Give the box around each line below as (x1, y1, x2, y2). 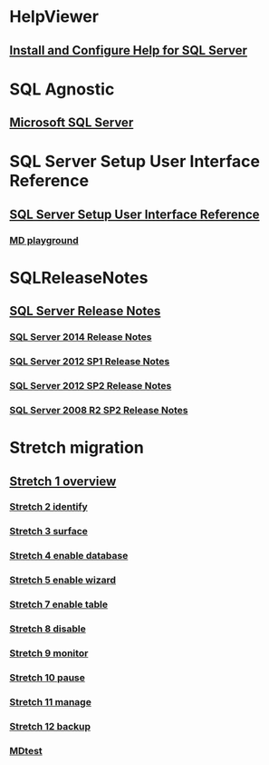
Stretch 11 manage (9, 695, 92, 708)
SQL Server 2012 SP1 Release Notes (9, 355, 170, 368)
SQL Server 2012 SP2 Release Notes (9, 380, 172, 392)
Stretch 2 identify (9, 501, 88, 513)
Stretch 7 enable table (9, 598, 109, 611)
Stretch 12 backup (9, 720, 91, 732)
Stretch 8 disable (9, 622, 86, 635)
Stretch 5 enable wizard (9, 574, 116, 587)
